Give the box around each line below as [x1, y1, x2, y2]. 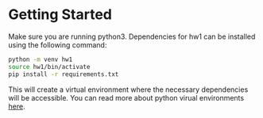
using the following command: [8, 40, 107, 49]
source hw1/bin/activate [8, 63, 91, 70]
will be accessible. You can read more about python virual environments [8, 93, 245, 102]
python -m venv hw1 [8, 55, 73, 63]
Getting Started [8, 6, 113, 24]
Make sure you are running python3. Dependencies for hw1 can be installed [8, 32, 256, 41]
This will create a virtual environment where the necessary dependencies [8, 85, 249, 94]
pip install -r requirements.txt [8, 70, 119, 78]
